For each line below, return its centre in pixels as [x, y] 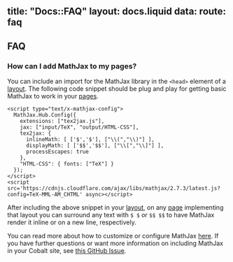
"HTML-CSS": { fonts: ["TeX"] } [67, 164]
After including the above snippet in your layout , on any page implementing [115, 208]
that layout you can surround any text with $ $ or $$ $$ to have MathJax [111, 215]
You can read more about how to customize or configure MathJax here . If [113, 236]
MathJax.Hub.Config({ [45, 115]
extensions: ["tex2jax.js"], [62, 122]
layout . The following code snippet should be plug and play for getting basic [117, 89]
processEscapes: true [57, 152]
